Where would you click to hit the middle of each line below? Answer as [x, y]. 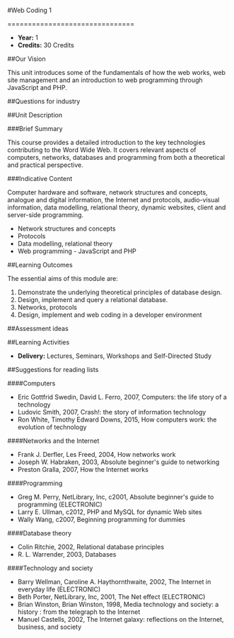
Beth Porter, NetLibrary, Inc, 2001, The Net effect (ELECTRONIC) [111, 597]
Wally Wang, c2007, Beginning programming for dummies [101, 520]
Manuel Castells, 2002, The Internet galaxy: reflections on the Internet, [121, 619]
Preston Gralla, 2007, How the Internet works [83, 469]
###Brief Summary [35, 129]
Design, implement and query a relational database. [93, 300]
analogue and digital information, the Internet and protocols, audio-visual [113, 200]
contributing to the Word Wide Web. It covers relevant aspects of [102, 150]
